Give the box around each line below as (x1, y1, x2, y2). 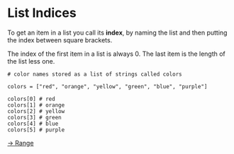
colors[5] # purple (7, 126, 65, 134)
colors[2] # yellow (7, 107, 65, 114)
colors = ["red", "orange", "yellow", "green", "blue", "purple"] (7, 83, 208, 90)
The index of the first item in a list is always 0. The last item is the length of (7, 49, 225, 58)
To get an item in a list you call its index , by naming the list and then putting (7, 28, 228, 37)
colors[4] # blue (7, 120, 59, 127)
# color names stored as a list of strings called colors (7, 71, 182, 78)
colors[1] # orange (7, 101, 65, 109)
